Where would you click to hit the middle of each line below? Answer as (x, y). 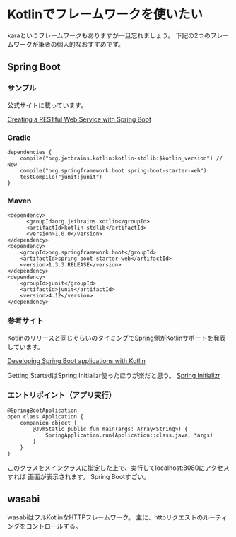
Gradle (19, 137)
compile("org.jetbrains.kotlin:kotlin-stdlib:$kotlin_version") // (121, 158)
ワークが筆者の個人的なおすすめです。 (69, 44)
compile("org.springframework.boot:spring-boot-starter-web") (113, 170)
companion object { (49, 423)
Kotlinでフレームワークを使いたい (105, 14)
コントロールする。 (54, 526)
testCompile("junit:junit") (61, 177)
